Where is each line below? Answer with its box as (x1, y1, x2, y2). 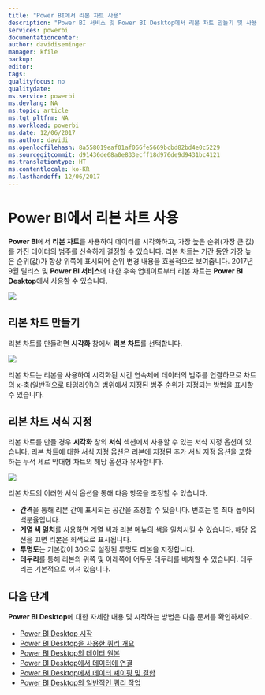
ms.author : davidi (8, 136, 69, 144)
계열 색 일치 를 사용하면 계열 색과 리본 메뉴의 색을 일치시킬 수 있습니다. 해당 (19, 525, 248, 534)
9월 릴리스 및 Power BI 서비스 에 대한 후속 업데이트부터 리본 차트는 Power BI (8, 266, 243, 276)
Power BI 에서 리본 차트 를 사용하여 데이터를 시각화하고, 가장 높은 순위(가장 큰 (8, 236, 244, 246)
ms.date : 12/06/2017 (8, 128, 77, 136)
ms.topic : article (8, 107, 69, 115)
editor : (8, 63, 34, 71)
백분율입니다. (19, 515, 61, 525)
